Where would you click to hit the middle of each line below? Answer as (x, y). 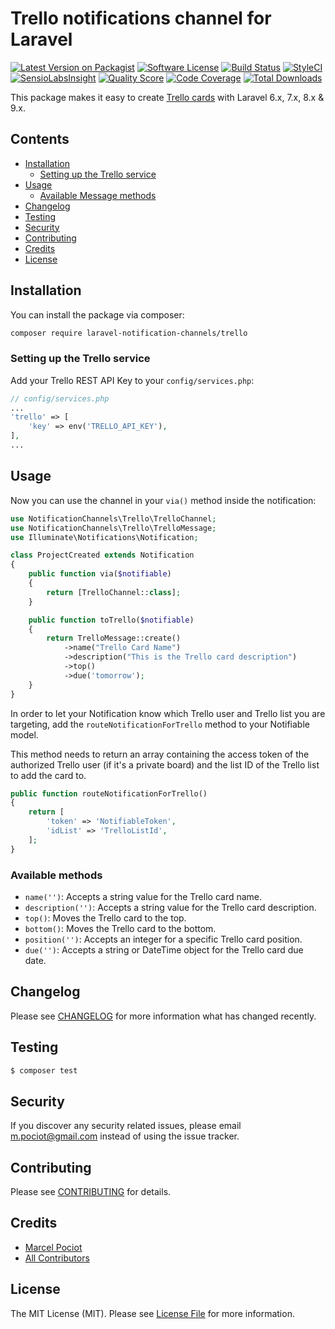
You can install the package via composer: (97, 314)
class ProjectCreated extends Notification (102, 555)
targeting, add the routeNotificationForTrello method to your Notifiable (160, 724)
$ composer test (44, 1070)
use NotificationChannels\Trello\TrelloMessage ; (113, 528)
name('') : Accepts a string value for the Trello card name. (143, 896)
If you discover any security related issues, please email (126, 1126)
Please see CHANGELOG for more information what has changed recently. (163, 1016)
